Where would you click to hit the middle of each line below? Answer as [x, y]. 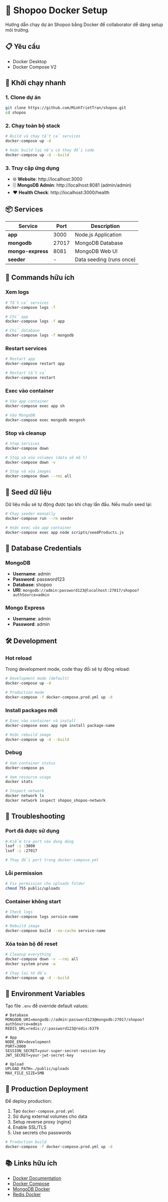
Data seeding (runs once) [105, 259]
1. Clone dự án [23, 97]
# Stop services [22, 443]
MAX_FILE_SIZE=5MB [25, 1073]
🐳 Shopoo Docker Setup [57, 10]
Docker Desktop [30, 61]
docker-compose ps [25, 768]
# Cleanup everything [28, 955]
